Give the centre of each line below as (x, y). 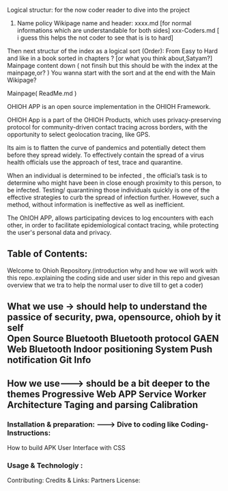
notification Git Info (49, 360)
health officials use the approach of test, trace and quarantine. (95, 162)
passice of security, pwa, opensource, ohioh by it (114, 317)
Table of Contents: (47, 254)
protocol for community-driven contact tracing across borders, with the (108, 127)
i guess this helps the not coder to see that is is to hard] (95, 38)
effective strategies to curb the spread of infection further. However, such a (113, 197)
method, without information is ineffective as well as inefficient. (96, 204)
